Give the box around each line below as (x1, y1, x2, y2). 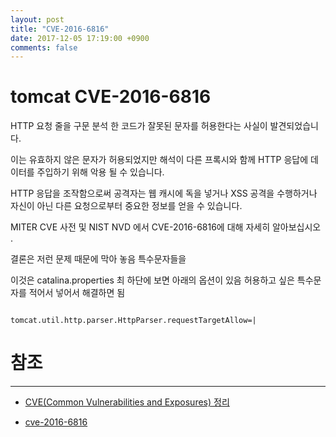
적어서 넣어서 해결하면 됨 (28, 287, 126, 299)
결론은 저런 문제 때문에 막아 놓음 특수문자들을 (10, 253, 187, 265)
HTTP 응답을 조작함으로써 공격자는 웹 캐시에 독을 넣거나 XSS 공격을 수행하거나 (10, 187, 318, 200)
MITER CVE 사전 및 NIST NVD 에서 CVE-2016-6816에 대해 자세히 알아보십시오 (10, 221, 322, 233)
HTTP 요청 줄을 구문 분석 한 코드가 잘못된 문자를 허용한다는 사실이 (10, 120, 268, 132)
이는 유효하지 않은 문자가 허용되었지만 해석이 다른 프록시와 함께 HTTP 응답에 (10, 154, 309, 166)
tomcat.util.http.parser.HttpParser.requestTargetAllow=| (10, 316, 257, 326)
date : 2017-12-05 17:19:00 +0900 (10, 33, 150, 43)
